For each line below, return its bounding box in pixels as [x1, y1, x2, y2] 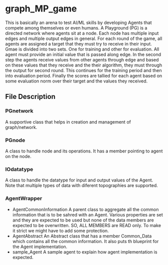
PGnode [5, 136, 26, 143]
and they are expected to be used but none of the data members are [12, 217, 154, 223]
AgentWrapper [5, 195, 43, 202]
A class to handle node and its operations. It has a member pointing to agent [5, 148, 163, 154]
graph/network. [5, 124, 38, 130]
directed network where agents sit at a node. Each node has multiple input [5, 30, 159, 36]
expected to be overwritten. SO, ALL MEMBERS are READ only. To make [12, 222, 161, 228]
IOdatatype [5, 165, 34, 172]
